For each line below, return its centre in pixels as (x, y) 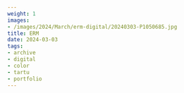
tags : (15, 46)
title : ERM (23, 33)
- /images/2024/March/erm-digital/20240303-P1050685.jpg (92, 27)
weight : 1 (22, 14)
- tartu (19, 72)
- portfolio (25, 79)
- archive (22, 53)
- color (19, 66)
